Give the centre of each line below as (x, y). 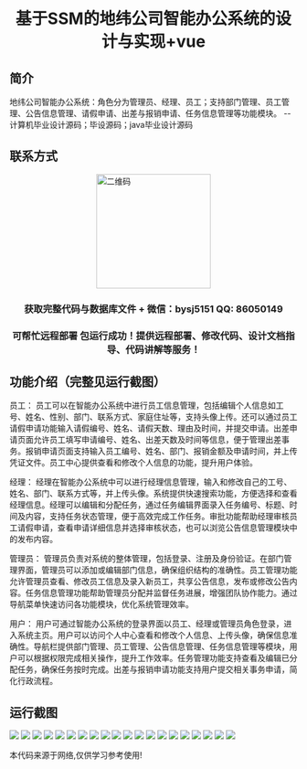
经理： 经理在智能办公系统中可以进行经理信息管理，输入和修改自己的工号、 (151, 482)
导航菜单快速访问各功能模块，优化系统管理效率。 (101, 604)
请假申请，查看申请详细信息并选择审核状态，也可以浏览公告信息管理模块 (153, 528)
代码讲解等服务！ (163, 349)
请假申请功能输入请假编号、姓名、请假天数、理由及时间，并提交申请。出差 (149, 428)
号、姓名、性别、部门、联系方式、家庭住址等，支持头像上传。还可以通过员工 (153, 417)
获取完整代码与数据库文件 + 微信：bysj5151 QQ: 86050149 (153, 309)
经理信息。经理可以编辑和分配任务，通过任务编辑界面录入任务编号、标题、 (149, 505)
